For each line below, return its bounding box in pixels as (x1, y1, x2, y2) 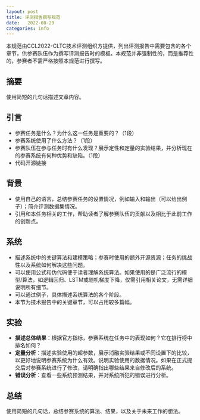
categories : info (6, 25, 49, 32)
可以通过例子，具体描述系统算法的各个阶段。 (14, 291, 125, 298)
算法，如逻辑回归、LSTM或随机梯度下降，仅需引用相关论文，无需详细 (21, 276, 193, 283)
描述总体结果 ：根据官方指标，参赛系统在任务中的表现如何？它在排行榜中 (14, 334, 192, 341)
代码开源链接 (14, 159, 46, 166)
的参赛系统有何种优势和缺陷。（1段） (14, 151, 104, 158)
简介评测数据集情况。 (27, 203, 80, 210)
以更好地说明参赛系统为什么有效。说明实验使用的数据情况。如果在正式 (14, 357, 187, 364)
